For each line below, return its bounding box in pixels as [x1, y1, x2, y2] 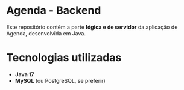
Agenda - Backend [6, 4, 101, 17]
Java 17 [14, 70, 34, 78]
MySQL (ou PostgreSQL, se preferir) [14, 77, 106, 84]
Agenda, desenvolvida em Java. [6, 29, 86, 37]
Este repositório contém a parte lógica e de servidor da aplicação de [6, 23, 178, 31]
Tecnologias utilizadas [6, 51, 122, 65]
